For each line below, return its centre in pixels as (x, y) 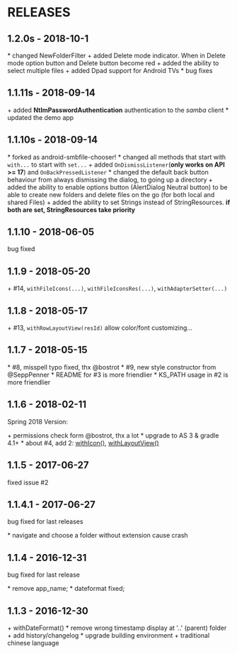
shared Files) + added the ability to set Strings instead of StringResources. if (119, 202)
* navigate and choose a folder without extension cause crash (98, 536)
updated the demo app (41, 117)
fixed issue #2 (28, 482)
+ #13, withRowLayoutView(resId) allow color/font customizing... (100, 328)
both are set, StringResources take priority (71, 209)
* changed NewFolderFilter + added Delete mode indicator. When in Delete (117, 55)
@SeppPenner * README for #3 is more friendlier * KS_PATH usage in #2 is (118, 375)
